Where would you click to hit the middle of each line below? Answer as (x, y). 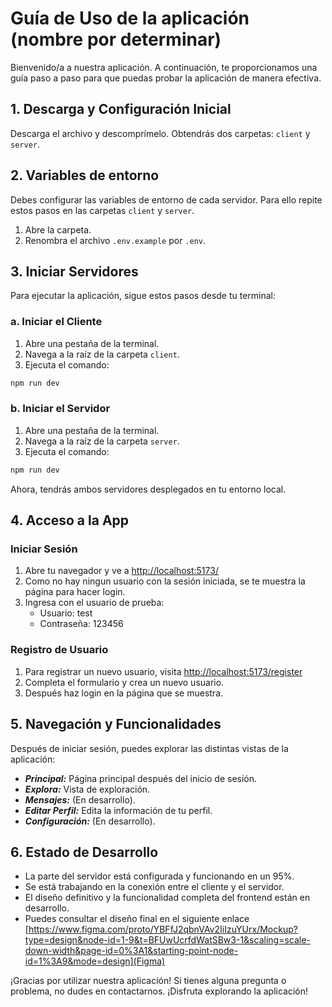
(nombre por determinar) (116, 39)
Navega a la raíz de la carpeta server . (102, 441)
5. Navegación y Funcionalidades (116, 724)
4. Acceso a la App (70, 520)
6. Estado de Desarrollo (84, 852)
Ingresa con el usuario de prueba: (94, 603)
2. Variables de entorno (85, 175)
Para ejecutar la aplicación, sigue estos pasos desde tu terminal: (143, 296)
